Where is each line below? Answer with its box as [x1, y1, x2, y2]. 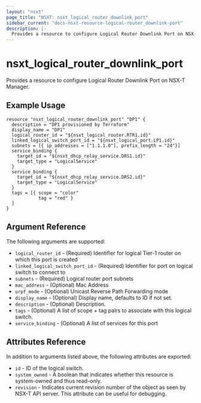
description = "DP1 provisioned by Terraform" [11, 121, 130, 128]
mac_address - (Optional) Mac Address [14, 281, 109, 288]
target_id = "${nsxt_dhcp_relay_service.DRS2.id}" [17, 174, 146, 180]
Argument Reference [6, 222, 86, 232]
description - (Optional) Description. [14, 300, 106, 308]
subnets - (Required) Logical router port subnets [14, 275, 133, 282]
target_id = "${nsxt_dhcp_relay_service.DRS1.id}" [17, 153, 146, 159]
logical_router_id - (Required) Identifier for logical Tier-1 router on [14, 249, 181, 257]
